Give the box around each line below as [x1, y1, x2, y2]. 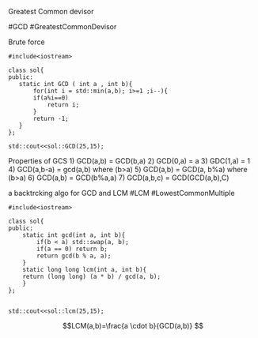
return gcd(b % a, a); [36, 252, 112, 260]
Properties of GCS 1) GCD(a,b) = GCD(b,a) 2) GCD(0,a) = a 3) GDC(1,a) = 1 [8, 156, 251, 165]
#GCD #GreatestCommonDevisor [8, 22, 117, 31]
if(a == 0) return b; [36, 245, 108, 253]
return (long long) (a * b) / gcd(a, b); [22, 272, 161, 280]
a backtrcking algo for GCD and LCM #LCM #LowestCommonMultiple [8, 189, 235, 197]
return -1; [32, 115, 69, 122]
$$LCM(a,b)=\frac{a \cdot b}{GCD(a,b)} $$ [62, 321, 204, 330]
